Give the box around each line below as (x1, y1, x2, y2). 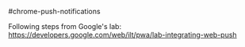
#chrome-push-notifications (8, 7, 101, 16)
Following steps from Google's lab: (8, 22, 121, 31)
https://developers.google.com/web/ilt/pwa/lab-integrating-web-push (8, 31, 237, 39)
